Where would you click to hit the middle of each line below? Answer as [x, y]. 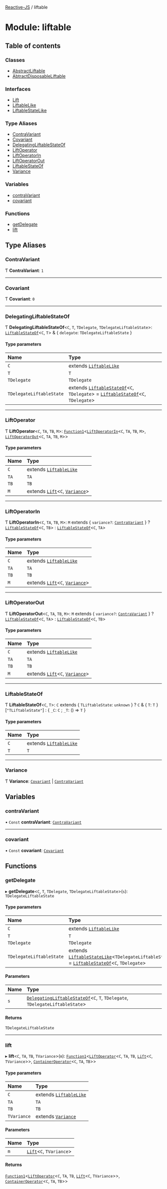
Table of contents [33, 46]
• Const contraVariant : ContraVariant [43, 822]
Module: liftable [38, 27]
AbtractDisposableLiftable [39, 76]
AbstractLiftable [29, 71]
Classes [15, 60]
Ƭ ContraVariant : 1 [24, 270]
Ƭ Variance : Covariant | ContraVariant [44, 781]
